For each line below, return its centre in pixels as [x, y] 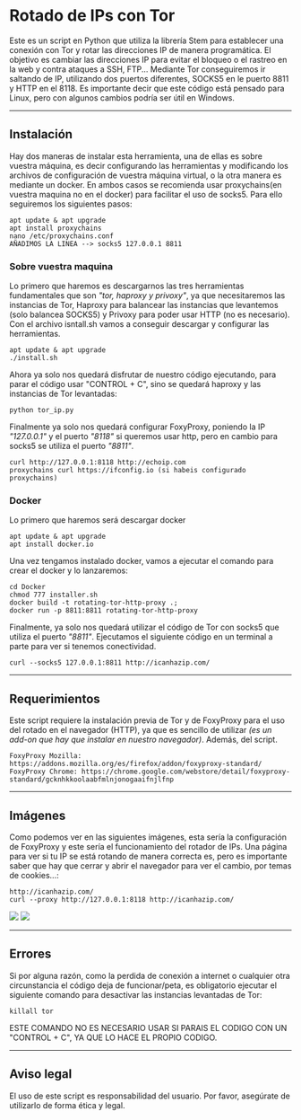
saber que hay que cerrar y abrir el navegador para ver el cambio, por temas [150, 865]
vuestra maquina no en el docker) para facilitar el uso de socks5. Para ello [146, 194]
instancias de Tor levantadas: [64, 394]
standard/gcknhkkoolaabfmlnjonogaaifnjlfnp [92, 780]
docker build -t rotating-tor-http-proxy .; [94, 603]
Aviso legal [41, 1074]
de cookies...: [34, 875]
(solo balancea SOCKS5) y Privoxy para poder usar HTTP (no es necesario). [150, 314]
